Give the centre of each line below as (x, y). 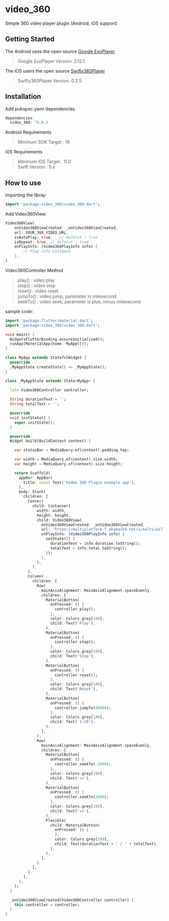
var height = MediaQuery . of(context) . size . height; (68, 464)
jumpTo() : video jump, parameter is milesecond (67, 296)
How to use (23, 183)
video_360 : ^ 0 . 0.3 (29, 123)
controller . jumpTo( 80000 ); (83, 708)
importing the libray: (26, 195)
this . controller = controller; (47, 905)
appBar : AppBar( (35, 478)
